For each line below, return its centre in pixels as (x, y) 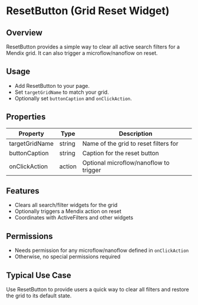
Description (136, 133)
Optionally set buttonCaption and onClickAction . (73, 98)
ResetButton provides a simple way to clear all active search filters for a (93, 47)
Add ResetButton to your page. (52, 86)
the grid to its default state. (39, 296)
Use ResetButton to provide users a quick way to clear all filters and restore (98, 290)
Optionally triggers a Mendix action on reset (68, 211)
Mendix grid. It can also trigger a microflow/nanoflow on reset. (82, 53)
